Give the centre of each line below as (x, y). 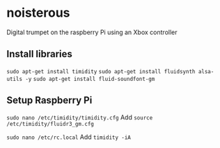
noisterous (38, 13)
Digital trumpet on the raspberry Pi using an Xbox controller (92, 32)
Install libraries (39, 54)
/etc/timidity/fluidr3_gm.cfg (50, 124)
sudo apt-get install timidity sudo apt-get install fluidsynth (101, 71)
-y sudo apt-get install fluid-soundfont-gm (90, 79)
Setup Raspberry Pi (49, 100)
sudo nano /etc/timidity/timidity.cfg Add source (80, 117)
